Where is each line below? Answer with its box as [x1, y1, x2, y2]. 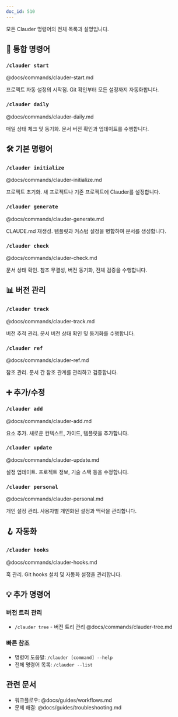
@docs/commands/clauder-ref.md [6, 356, 89, 364]
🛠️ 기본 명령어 [6, 144, 53, 154]
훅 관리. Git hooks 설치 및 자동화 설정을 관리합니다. [6, 570, 123, 578]
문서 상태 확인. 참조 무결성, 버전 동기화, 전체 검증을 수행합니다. [6, 266, 148, 273]
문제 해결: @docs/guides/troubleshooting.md [14, 704, 122, 711]
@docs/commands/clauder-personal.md [6, 495, 104, 502]
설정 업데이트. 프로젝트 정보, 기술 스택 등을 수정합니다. [6, 468, 129, 475]
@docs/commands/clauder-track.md [6, 317, 95, 324]
